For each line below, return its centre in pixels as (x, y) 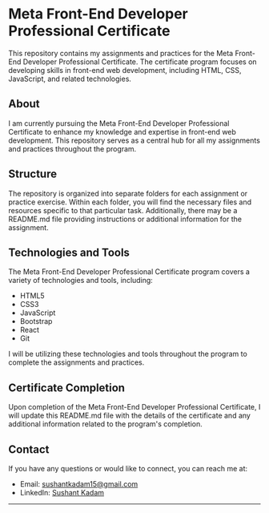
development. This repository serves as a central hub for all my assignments (134, 140)
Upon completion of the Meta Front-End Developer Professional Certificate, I (134, 407)
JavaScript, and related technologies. (70, 79)
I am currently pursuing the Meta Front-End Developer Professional (119, 123)
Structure (33, 174)
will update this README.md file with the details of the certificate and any (129, 416)
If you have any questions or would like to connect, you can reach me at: (128, 469)
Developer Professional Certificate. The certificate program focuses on (140, 62)
